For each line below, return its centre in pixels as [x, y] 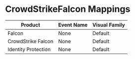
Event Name [73, 25]
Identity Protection [29, 49]
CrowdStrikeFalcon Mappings [68, 9]
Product [31, 25]
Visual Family [109, 25]
